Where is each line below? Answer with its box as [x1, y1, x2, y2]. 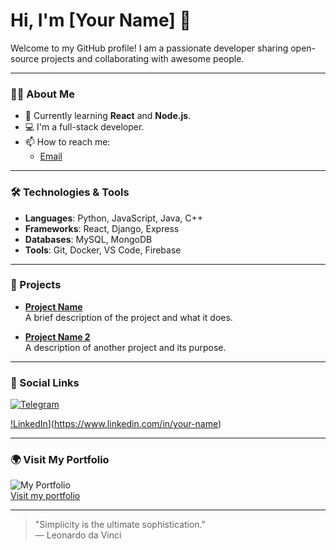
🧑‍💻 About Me [10, 87, 75, 101]
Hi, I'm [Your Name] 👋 [10, 9, 192, 32]
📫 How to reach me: [24, 136, 111, 148]
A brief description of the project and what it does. [24, 311, 233, 323]
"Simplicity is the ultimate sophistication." [34, 519, 206, 531]
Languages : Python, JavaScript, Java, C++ [24, 212, 204, 224]
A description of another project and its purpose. [24, 341, 227, 353]
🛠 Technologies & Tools [10, 185, 130, 199]
